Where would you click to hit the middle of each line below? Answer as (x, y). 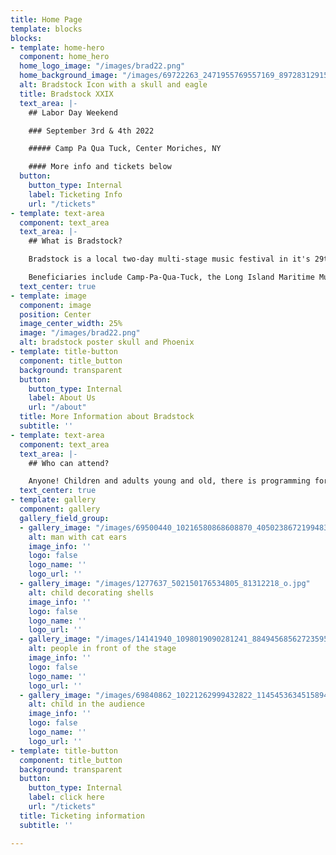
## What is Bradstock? (75, 241)
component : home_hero (64, 57)
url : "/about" (57, 407)
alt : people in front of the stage (102, 649)
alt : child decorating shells (91, 592)
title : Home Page (46, 19)
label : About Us (62, 398)
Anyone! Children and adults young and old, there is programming (169, 481)
